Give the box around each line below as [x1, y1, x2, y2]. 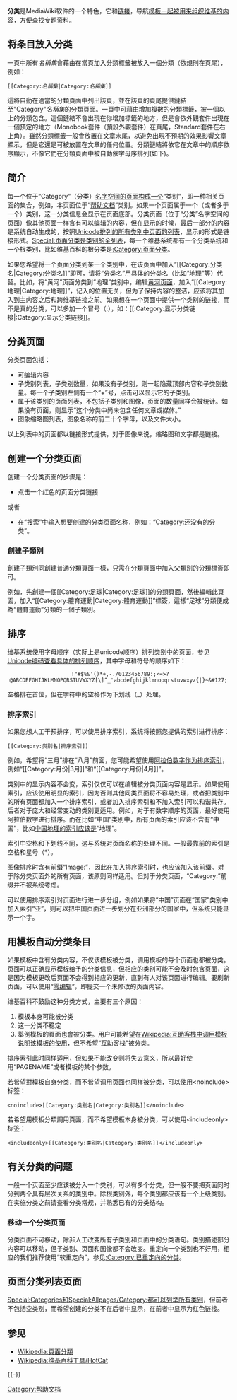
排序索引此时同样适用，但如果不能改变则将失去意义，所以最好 [7, 1054, 187, 1063]
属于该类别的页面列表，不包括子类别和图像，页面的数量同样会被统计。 [17, 397, 222, 406]
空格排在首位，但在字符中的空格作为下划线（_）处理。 [7, 690, 165, 699]
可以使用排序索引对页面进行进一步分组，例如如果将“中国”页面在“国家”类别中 [7, 895, 229, 904]
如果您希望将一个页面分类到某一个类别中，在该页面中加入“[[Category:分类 [7, 259, 223, 268]
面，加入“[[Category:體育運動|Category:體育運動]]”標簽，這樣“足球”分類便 [7, 596, 223, 605]
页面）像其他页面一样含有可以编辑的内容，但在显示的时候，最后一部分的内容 [7, 218, 230, 227]
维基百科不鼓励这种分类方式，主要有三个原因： [7, 997, 143, 1006]
